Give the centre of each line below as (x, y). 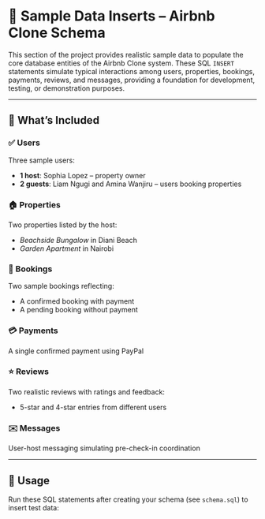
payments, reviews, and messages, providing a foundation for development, (131, 80)
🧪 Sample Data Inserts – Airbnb (112, 16)
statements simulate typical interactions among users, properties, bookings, (131, 71)
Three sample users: (41, 160)
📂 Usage (29, 480)
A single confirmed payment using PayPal (76, 351)
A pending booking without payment (78, 310)
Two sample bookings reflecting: (61, 286)
